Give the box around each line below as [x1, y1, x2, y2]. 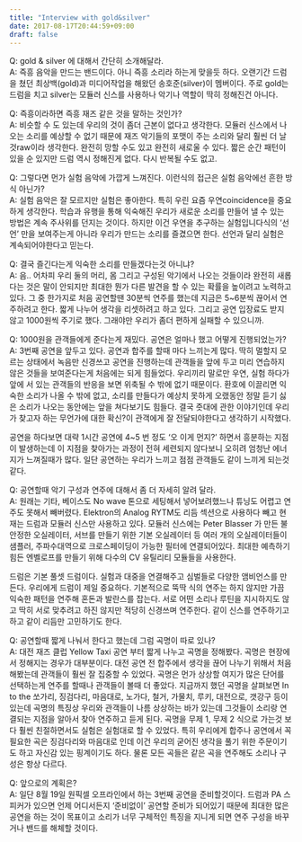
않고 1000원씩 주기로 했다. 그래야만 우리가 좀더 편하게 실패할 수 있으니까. [9, 315, 265, 326]
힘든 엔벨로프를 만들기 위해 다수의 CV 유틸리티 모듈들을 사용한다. [9, 552, 236, 563]
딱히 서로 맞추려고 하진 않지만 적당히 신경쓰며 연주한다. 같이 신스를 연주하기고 [18, 605, 290, 616]
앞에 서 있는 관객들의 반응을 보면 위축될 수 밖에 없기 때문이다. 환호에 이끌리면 [9, 379, 278, 390]
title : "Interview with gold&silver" [9, 13, 151, 22]
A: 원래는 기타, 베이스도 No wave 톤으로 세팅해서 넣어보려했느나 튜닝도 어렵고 [9, 496, 282, 507]
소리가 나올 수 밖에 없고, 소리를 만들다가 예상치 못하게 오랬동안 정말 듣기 [25, 390, 278, 401]
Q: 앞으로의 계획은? [9, 778, 77, 789]
